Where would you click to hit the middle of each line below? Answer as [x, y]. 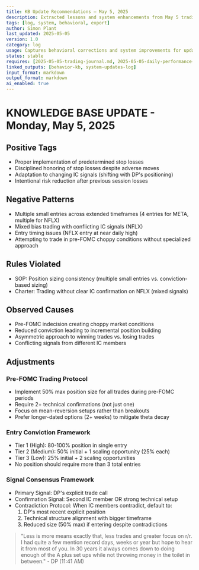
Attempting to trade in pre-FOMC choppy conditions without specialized [102, 239]
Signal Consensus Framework [50, 480]
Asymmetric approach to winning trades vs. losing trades [84, 337]
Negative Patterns [40, 200]
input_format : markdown [36, 73]
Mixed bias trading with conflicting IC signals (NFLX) [79, 226]
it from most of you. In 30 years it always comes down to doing [97, 549]
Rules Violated [33, 264]
